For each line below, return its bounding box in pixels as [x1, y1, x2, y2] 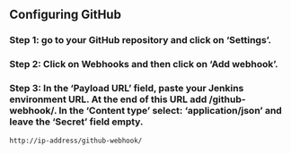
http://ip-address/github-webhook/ [9, 136, 143, 145]
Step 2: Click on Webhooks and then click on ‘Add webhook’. [9, 58, 278, 71]
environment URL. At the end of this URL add [9, 93, 207, 106]
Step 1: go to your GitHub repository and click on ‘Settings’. [9, 34, 272, 47]
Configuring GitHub [9, 7, 121, 22]
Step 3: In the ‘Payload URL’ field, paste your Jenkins [9, 82, 244, 95]
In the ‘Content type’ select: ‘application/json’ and [58, 105, 283, 117]
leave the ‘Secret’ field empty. [9, 115, 144, 128]
